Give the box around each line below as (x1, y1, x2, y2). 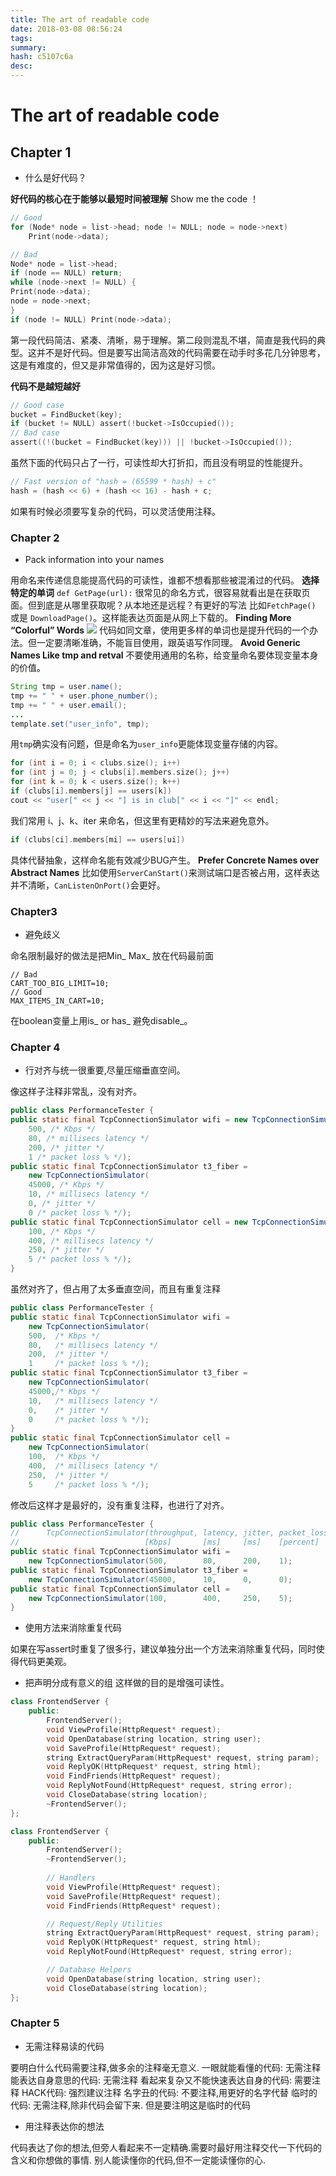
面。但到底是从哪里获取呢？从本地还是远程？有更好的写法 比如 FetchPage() (10, 599, 317, 611)
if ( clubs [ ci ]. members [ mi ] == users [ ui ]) (10, 834, 186, 845)
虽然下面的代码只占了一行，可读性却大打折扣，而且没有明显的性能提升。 (10, 457, 308, 468)
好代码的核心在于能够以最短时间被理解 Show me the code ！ (10, 193, 260, 205)
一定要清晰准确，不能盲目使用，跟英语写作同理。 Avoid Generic (36, 637, 301, 649)
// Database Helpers (46, 1965, 132, 1975)
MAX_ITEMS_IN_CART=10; (10, 996, 105, 1006)
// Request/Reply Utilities (46, 1919, 163, 1929)
